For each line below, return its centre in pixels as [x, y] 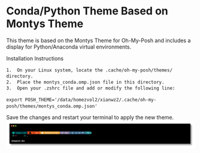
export [14, 100]
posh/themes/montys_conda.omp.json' [52, 106]
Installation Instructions [35, 58]
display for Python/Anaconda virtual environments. [69, 47]
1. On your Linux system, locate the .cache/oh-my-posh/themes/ [89, 70]
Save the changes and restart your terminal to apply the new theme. [90, 117]
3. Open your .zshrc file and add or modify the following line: [91, 88]
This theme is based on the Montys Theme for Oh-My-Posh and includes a [99, 40]
